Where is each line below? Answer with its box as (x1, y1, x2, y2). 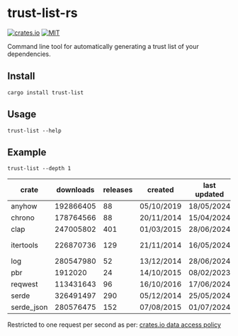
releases (103, 185, 133, 195)
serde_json (11, 303, 48, 313)
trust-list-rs (7, 5, 78, 21)
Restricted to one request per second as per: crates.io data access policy (7, 320, 222, 329)
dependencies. (7, 50, 51, 58)
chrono (11, 213, 35, 223)
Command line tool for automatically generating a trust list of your (7, 42, 200, 50)
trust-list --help (7, 127, 62, 134)
